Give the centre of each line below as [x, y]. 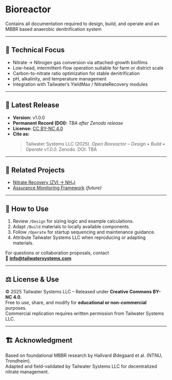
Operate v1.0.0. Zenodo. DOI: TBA [61, 149]
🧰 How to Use [27, 209]
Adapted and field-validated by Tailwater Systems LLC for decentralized [81, 366]
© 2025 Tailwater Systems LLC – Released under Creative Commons [79, 292]
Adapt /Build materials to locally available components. [71, 227]
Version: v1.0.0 [29, 117]
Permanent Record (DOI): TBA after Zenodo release [68, 123]
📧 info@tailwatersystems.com [38, 258]
